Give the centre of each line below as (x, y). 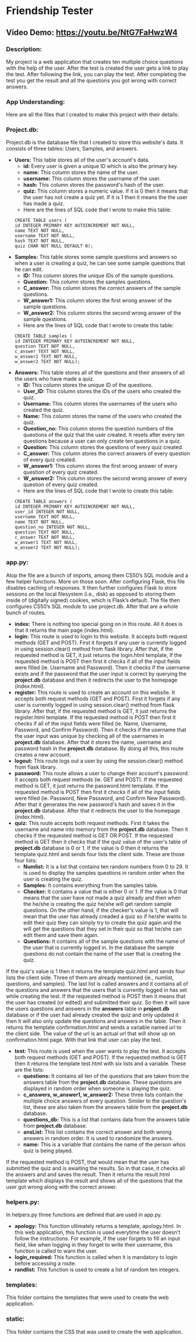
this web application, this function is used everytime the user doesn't (97, 1232)
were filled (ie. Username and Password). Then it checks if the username (102, 667)
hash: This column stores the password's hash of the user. (94, 185)
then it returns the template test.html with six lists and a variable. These (100, 1063)
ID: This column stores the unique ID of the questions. (88, 385)
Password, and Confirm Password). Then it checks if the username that (100, 730)
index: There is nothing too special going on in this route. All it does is (98, 624)
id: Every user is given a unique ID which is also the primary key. (101, 166)
